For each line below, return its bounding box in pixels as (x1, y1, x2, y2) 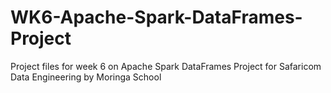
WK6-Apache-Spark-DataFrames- (10, 6, 303, 29)
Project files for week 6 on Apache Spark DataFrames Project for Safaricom (10, 60, 322, 72)
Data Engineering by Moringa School (10, 71, 162, 83)
